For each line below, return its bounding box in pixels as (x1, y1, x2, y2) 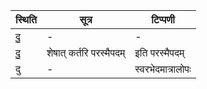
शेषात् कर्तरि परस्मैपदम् (46, 46, 126, 59)
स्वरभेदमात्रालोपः (134, 62, 192, 76)
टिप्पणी (151, 13, 175, 26)
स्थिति (15, 13, 37, 26)
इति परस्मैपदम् (134, 46, 185, 59)
